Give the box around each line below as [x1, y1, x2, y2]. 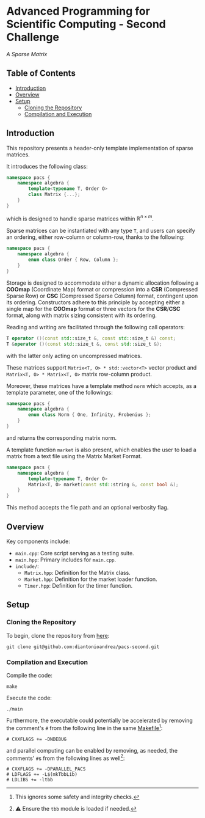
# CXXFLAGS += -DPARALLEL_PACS [6, 766, 86, 772]
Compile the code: [6, 672, 53, 679]
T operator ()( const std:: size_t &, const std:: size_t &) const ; [6, 335, 176, 341]
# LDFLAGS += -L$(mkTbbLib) [6, 772, 78, 778]
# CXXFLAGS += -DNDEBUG [6, 736, 67, 742]
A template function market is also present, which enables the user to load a [6, 446, 196, 453]
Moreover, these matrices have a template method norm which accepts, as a [6, 382, 197, 389]
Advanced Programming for [6, 4, 151, 18]
